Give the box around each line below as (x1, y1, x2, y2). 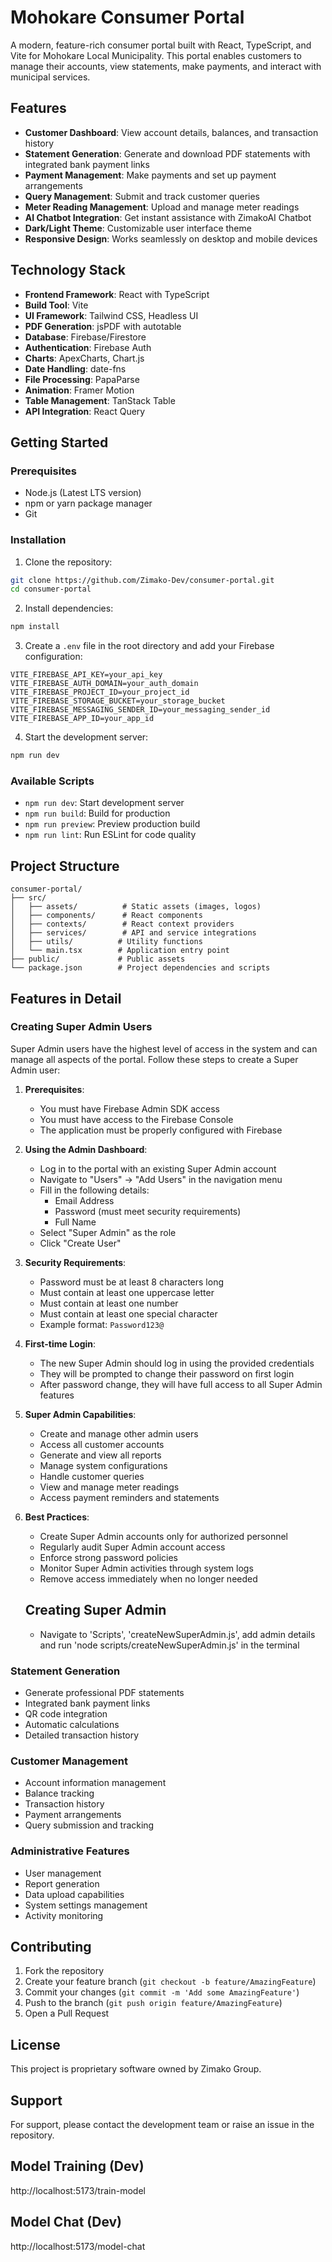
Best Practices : (24, 1511, 90, 1523)
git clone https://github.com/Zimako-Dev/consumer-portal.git (10, 575, 275, 585)
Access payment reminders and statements (39, 1491, 220, 1503)
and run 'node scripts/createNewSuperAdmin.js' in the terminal (39, 1639, 300, 1651)
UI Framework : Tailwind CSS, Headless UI (24, 309, 199, 321)
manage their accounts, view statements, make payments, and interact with (10, 60, 322, 72)
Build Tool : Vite (24, 299, 89, 311)
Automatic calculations (24, 1718, 120, 1730)
